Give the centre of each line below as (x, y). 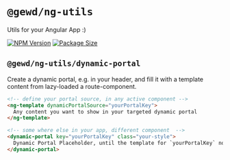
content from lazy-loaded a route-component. (72, 86)
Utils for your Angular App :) (47, 29)
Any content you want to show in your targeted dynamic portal (105, 111)
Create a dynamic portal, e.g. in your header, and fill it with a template (105, 79)
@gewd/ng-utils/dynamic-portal (74, 64)
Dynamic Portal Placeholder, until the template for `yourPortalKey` (114, 143)
